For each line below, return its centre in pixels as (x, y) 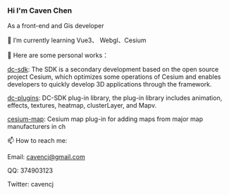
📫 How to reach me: (37, 141)
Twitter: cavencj (31, 184)
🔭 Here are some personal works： (58, 56)
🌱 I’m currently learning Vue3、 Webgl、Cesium (77, 40)
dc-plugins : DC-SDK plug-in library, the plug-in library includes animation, (115, 98)
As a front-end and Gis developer (56, 26)
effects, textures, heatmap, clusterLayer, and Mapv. (82, 106)
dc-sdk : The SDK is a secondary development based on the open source (113, 70)
